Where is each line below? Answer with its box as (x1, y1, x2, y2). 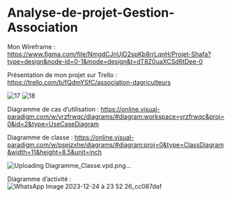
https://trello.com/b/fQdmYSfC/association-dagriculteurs (7, 78, 171, 86)
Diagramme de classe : (7, 133, 73, 142)
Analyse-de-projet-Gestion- (7, 5, 175, 21)
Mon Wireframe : (7, 42, 56, 51)
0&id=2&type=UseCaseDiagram (7, 119, 100, 128)
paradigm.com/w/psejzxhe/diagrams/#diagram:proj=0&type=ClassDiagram (7, 140, 224, 148)
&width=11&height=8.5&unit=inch (7, 148, 102, 156)
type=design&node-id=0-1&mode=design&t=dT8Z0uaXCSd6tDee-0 (7, 57, 203, 65)
